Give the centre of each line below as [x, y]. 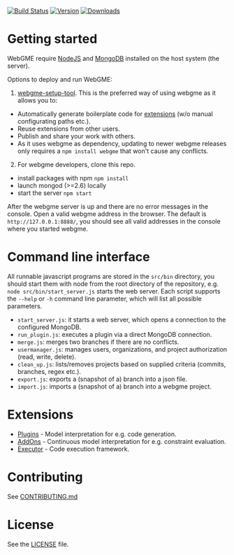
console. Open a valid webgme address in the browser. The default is [107, 214]
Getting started [52, 39]
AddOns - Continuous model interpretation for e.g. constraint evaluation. [122, 441]
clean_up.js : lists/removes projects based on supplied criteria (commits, [122, 364]
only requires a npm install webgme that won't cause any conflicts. [113, 151]
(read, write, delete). [47, 356]
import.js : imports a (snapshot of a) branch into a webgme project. [114, 386]
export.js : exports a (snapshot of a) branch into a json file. [102, 379]
